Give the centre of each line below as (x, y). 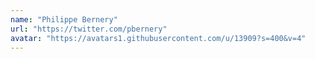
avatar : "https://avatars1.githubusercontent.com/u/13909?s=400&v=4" (158, 38)
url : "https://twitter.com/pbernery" (89, 29)
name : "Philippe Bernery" (64, 19)
